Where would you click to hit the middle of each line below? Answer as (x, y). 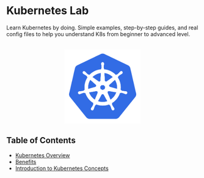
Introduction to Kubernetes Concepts (62, 168)
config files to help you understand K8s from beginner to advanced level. (98, 34)
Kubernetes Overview (42, 155)
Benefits (26, 161)
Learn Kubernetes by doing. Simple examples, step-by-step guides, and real (102, 28)
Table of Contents (41, 140)
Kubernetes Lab (48, 11)
